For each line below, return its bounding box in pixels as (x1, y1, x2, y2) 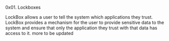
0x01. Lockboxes (5, 5, 41, 10)
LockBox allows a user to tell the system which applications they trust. (5, 14, 153, 20)
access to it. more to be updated (5, 30, 74, 36)
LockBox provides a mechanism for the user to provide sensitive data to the (5, 20, 164, 25)
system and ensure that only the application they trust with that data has (5, 25, 157, 31)
